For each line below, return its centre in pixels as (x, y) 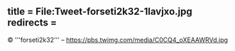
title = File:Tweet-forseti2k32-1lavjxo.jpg (100, 12)
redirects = (32, 23)
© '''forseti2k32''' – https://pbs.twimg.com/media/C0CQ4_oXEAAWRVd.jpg (118, 40)
